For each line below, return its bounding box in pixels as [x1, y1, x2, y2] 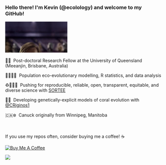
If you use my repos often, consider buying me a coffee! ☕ [5, 133, 125, 140]
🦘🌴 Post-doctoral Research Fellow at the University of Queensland [5, 57, 143, 63]
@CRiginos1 [5, 102, 30, 108]
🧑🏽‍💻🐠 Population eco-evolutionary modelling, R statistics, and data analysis [5, 72, 162, 78]
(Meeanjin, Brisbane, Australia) [5, 63, 69, 69]
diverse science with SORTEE [5, 87, 66, 93]
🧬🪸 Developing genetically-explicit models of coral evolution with [5, 97, 140, 103]
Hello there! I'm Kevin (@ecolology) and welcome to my [5, 4, 142, 11]
